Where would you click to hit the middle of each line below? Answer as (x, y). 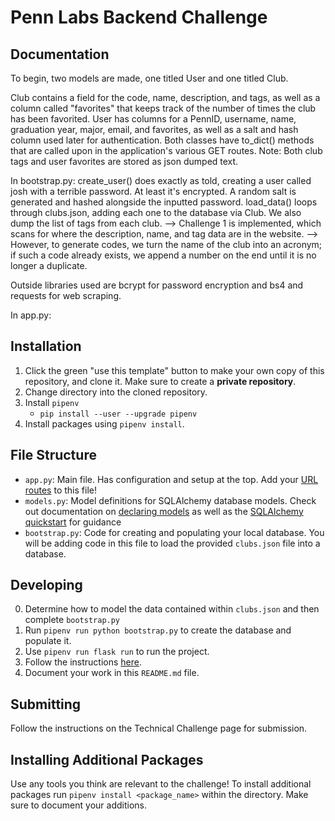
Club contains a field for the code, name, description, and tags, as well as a (165, 97)
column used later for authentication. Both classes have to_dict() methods (162, 140)
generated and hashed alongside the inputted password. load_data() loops (164, 202)
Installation (46, 346)
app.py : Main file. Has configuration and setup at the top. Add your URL (171, 479)
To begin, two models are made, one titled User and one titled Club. (149, 78)
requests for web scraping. (66, 295)
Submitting (46, 704)
